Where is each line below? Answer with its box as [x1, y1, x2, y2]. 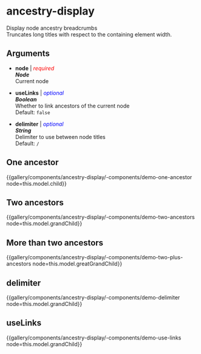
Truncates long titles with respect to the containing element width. [6, 30, 172, 38]
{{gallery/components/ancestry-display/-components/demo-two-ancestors [6, 214, 196, 221]
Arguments [6, 49, 50, 59]
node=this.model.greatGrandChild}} [32, 260, 123, 268]
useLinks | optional [15, 89, 64, 97]
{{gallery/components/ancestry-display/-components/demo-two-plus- [6, 254, 183, 261]
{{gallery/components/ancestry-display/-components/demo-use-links [6, 334, 182, 341]
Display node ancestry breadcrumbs [6, 24, 98, 32]
